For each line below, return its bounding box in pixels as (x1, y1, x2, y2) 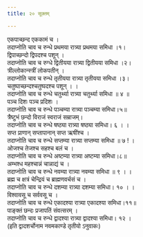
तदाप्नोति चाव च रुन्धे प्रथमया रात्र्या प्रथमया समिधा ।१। (7, 43, 126, 51)
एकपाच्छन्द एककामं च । (7, 35, 59, 44)
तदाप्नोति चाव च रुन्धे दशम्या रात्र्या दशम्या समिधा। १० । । (7, 182, 135, 191)
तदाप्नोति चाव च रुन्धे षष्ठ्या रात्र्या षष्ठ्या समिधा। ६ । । (7, 120, 130, 129)
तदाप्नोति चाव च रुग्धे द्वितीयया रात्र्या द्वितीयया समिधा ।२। (7, 58, 132, 66)
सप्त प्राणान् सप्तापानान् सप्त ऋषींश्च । (7, 129, 90, 137)
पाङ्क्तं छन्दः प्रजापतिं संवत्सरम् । (7, 206, 78, 214)
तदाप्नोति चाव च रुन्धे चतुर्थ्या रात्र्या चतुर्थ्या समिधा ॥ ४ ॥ (7, 89, 130, 97)
